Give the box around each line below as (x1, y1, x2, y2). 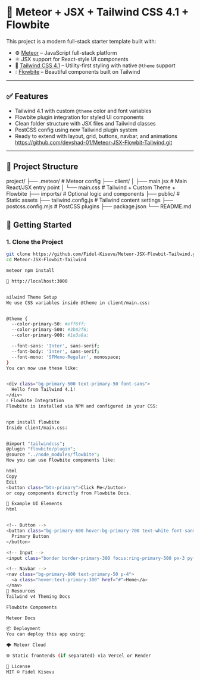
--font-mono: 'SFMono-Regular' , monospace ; (11, 354, 121, 360)
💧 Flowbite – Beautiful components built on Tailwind (14, 68, 140, 75)
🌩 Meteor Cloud (6, 642, 46, 648)
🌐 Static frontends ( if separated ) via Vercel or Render (6, 653, 152, 659)
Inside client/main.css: (6, 425, 68, 431)
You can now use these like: (6, 365, 79, 371)
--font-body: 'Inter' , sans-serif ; (11, 348, 100, 355)
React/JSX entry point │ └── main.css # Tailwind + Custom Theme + (6, 184, 176, 191)
